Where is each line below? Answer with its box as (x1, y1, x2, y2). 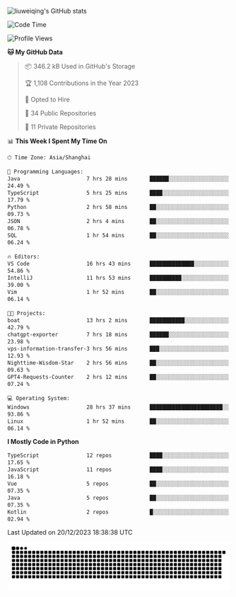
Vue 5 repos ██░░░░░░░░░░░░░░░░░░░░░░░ (7, 480, 230, 487)
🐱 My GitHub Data (7, 48, 64, 56)
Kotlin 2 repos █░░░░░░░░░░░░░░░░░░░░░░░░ (7, 508, 230, 516)
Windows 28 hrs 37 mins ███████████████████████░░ (7, 404, 230, 411)
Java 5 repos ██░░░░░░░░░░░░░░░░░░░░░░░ (7, 494, 230, 501)
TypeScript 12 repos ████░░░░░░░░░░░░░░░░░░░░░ (7, 452, 230, 459)
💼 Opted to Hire (24, 96, 71, 103)
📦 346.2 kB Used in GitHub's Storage (24, 62, 136, 70)
